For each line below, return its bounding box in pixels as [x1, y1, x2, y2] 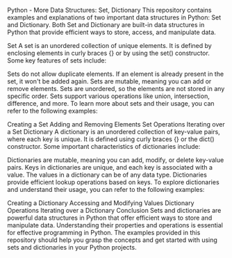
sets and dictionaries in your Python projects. [7, 243, 137, 251]
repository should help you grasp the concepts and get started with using [7, 236, 217, 244]
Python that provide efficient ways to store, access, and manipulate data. [7, 28, 217, 36]
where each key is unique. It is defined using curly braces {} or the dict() [7, 135, 215, 143]
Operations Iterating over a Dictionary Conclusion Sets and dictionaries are [7, 207, 222, 214]
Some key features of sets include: [7, 56, 107, 65]
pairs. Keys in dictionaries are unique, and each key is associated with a [7, 163, 213, 171]
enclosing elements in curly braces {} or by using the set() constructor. [7, 49, 210, 57]
